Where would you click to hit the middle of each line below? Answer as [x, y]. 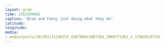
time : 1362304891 [23, 14]
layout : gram [18, 10]
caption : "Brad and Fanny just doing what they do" [59, 19]
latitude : [15, 23]
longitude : [16, 28]
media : [12, 32]
